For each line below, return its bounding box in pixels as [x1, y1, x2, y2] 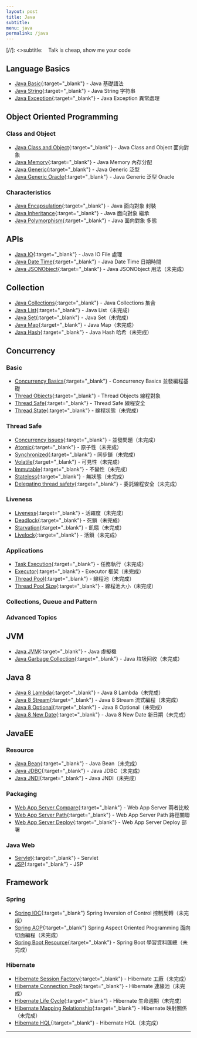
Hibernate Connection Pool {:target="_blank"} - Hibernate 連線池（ [14, 982, 175, 989]
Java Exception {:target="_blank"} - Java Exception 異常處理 [14, 95, 160, 102]
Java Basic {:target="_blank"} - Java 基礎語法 [14, 80, 124, 87]
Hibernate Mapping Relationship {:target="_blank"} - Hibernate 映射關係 [14, 1004, 188, 1012]
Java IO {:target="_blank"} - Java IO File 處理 [14, 250, 123, 257]
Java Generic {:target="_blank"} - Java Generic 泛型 [14, 166, 140, 173]
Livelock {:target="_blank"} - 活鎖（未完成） [14, 531, 120, 538]
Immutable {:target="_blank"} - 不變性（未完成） [14, 466, 131, 473]
